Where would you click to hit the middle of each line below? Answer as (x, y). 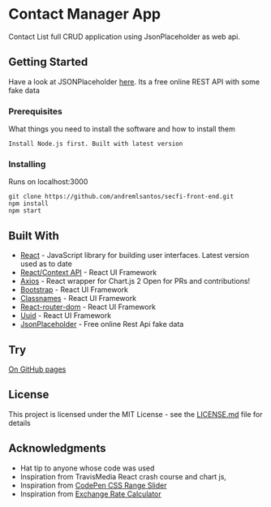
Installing (27, 164)
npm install (28, 204)
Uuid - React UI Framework (66, 316)
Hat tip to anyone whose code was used (87, 468)
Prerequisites (35, 111)
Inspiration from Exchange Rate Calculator (91, 494)
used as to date (46, 264)
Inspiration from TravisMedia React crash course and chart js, (123, 476)
